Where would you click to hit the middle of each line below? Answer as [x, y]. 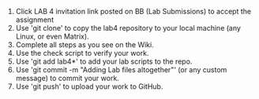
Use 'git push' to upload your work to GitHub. [89, 86]
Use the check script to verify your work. [82, 53]
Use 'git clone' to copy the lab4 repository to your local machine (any [128, 28]
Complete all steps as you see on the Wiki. [84, 45]
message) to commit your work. [68, 78]
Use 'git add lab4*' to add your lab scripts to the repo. [104, 61]
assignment [34, 20]
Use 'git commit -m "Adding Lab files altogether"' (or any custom [121, 70]
